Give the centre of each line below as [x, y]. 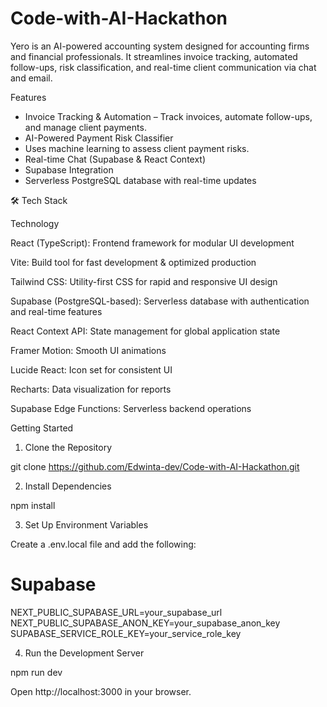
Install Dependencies [68, 486]
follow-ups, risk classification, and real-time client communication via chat [163, 67]
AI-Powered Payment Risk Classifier [99, 138]
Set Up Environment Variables [86, 524]
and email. [31, 78]
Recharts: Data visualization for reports [91, 389]
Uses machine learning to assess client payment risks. [137, 148]
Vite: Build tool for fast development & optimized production [133, 262]
